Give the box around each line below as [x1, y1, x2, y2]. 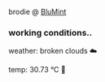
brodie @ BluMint [8, 7, 67, 16]
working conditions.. [8, 27, 93, 38]
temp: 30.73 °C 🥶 [8, 65, 67, 75]
